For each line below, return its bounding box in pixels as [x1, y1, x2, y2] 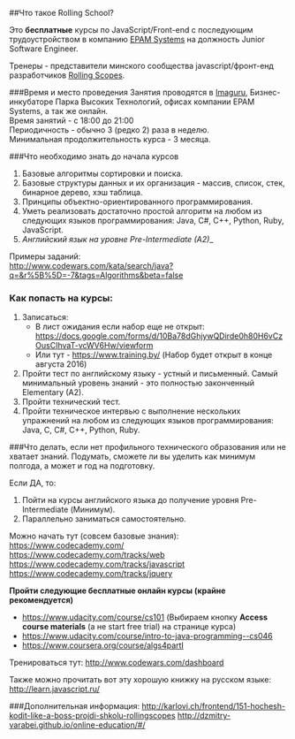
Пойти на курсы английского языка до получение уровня [21, 495, 239, 506]
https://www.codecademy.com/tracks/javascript [9, 559, 185, 569]
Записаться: [21, 312, 69, 323]
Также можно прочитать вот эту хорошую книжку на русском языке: [9, 674, 272, 685]
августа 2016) [34, 359, 87, 369]
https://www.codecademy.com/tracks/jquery [9, 568, 173, 579]
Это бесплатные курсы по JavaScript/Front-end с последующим [9, 25, 253, 34]
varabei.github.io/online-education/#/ [9, 720, 146, 730]
